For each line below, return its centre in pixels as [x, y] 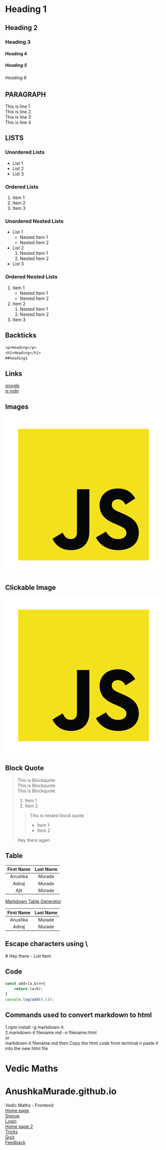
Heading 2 [22, 28]
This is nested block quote [57, 815]
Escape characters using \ [46, 944]
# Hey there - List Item [28, 956]
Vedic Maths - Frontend [29, 1105]
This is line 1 [18, 106]
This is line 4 [18, 122]
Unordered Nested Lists [34, 221]
